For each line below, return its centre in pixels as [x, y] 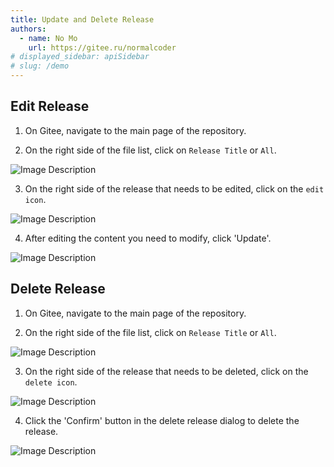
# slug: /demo [40, 66]
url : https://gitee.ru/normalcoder [102, 47]
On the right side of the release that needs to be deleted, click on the [166, 371]
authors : [28, 29]
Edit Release [50, 106]
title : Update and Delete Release [82, 19]
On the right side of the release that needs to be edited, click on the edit [174, 188]
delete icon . [51, 382]
